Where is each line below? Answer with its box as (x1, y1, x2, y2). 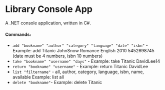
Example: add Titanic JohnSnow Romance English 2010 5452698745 (12, 48, 155, 54)
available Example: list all (12, 74, 64, 80)
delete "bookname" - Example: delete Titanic (12, 80, 102, 86)
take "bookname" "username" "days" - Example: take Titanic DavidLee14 (12, 58, 160, 64)
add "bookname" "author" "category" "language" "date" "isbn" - (12, 42, 148, 48)
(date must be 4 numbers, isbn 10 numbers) (12, 53, 103, 59)
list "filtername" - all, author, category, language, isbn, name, (12, 69, 144, 75)
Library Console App (5, 3, 92, 15)
